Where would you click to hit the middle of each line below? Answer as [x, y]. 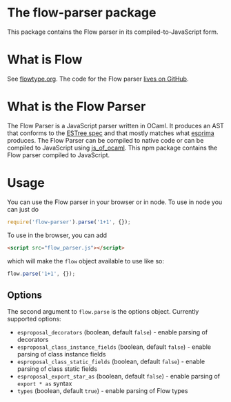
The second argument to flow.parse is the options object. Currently [103, 312]
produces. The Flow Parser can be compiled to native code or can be [106, 140]
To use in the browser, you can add [57, 235]
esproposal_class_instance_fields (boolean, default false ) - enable [114, 347]
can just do [23, 209]
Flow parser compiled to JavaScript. [59, 155]
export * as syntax [44, 383]
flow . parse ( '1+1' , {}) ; [41, 274]
